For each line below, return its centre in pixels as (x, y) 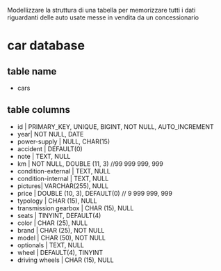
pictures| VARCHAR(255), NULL (63, 186)
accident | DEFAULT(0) (50, 148)
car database (46, 46)
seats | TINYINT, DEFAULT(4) (59, 215)
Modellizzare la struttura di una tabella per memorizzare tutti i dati (101, 10)
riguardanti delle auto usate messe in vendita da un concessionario (103, 17)
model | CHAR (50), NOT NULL (62, 238)
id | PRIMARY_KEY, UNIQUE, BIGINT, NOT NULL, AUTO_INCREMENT (115, 126)
